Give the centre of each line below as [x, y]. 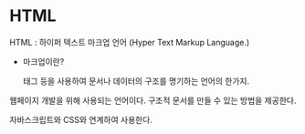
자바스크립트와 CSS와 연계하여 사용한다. [81, 119]
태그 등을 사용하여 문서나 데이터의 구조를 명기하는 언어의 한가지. [136, 81]
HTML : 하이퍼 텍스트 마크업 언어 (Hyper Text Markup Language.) [130, 42]
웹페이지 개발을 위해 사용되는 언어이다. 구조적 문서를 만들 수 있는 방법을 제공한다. [153, 100]
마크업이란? [43, 61]
